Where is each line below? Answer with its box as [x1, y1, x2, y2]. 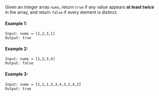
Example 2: [5, 46, 28, 52]
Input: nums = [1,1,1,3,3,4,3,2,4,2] [5, 82, 81, 87]
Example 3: [5, 71, 28, 77]
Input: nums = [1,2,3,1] [5, 31, 55, 36]
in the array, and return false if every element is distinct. [5, 9, 118, 15]
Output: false [5, 61, 34, 66]
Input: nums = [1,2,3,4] [5, 57, 55, 61]
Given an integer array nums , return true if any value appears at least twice [5, 4, 154, 10]
